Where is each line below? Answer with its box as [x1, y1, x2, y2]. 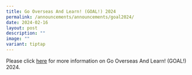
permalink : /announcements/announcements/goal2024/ [6, 14, 134, 20]
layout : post [6, 25, 38, 31]
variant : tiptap [6, 42, 46, 47]
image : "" [6, 36, 30, 42]
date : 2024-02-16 [6, 19, 48, 25]
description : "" [6, 30, 46, 36]
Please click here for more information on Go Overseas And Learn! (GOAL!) [6, 57, 187, 64]
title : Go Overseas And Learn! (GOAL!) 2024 [6, 8, 116, 15]
